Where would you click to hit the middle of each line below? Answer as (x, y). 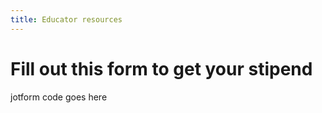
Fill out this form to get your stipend (161, 68)
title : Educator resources (66, 19)
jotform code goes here (59, 97)
